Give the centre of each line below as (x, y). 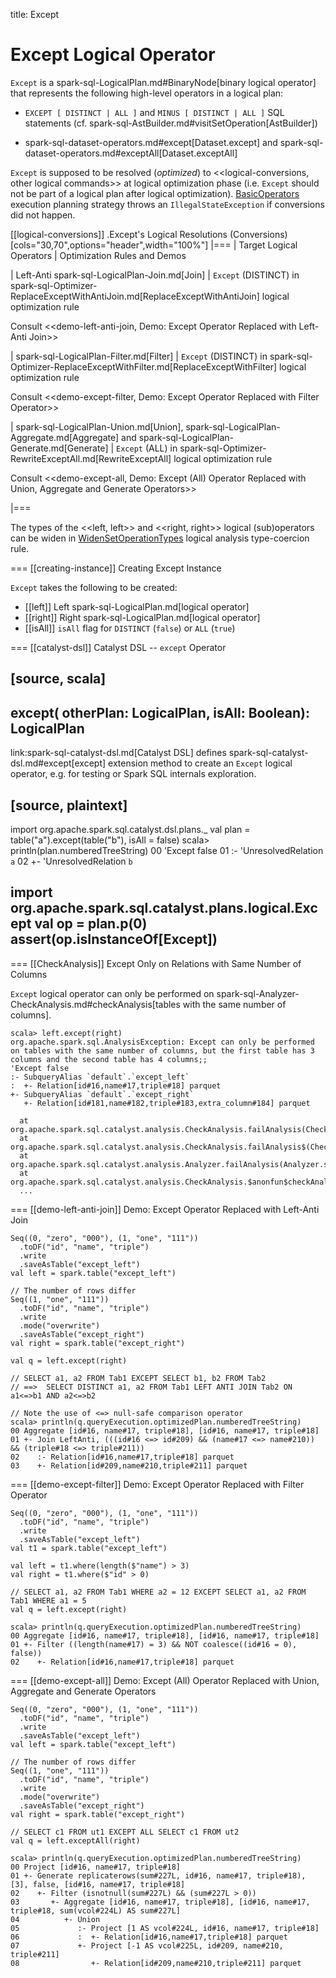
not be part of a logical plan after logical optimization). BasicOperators (155, 193)
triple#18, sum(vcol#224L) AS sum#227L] (96, 1910)
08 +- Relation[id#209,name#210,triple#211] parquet (156, 1963)
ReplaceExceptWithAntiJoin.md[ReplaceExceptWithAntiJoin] (135, 296)
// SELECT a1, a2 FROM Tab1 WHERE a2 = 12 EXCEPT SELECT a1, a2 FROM (158, 1592)
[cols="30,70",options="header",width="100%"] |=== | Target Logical (154, 245)
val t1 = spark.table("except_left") (89, 1548)
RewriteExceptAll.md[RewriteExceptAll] (91, 458)
